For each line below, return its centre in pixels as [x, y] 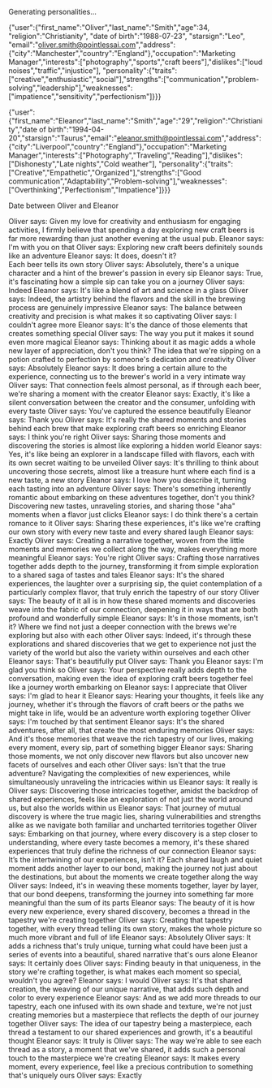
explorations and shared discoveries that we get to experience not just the [133, 644]
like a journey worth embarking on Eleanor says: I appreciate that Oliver [128, 687]
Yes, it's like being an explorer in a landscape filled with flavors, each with [132, 454]
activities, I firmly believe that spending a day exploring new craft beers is [132, 230]
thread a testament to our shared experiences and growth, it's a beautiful [131, 1032]
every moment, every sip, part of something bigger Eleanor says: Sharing [131, 747]
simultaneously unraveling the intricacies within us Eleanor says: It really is [133, 782]
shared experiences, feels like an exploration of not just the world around [131, 799]
